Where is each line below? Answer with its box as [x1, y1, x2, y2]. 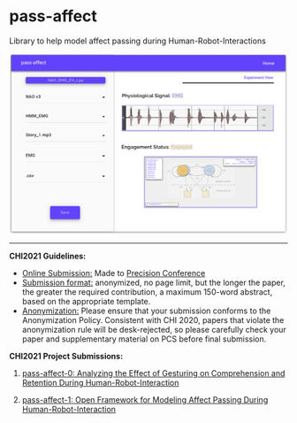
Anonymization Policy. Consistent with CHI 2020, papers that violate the [21, 315, 285, 326]
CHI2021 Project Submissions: [9, 351, 124, 362]
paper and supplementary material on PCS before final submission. [21, 334, 267, 344]
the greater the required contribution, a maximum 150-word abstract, [21, 287, 273, 297]
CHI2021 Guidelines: [9, 250, 87, 262]
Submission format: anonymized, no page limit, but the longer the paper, [21, 277, 286, 288]
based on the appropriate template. [21, 296, 151, 307]
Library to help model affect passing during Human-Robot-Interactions [9, 35, 267, 46]
